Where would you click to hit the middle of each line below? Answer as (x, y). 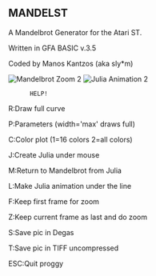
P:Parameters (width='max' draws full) (72, 124)
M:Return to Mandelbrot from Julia (65, 170)
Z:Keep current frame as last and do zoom (78, 217)
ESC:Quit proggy (36, 263)
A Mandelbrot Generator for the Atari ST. (75, 32)
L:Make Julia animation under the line (70, 186)
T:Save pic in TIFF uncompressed (64, 248)
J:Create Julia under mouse (54, 154)
